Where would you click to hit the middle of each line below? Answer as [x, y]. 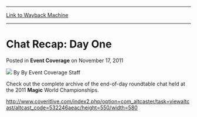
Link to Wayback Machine [37, 15]
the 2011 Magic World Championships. [52, 90]
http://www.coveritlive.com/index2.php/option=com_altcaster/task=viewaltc [98, 101]
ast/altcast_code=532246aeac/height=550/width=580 [72, 107]
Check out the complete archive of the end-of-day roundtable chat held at [96, 84]
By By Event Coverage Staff [47, 72]
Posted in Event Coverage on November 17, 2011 [65, 60]
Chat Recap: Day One [59, 44]
